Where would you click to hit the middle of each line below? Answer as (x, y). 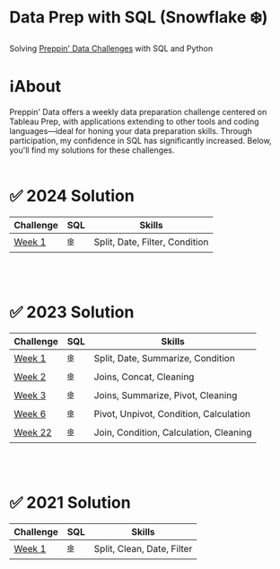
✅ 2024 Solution (72, 196)
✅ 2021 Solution (70, 502)
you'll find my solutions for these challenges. (92, 150)
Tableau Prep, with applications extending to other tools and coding (134, 121)
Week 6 (30, 414)
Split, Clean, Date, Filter (143, 549)
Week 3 (30, 396)
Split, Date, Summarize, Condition (164, 359)
